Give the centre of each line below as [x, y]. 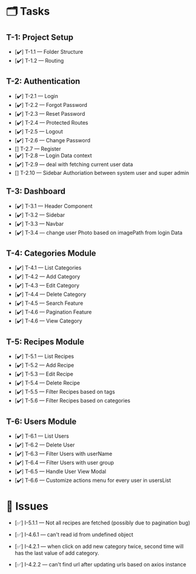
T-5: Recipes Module [45, 342]
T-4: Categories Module [51, 254]
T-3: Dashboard [36, 192]
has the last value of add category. [57, 553]
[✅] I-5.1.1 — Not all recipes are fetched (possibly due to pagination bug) [102, 523]
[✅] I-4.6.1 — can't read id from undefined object [74, 534]
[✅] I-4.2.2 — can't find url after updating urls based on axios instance [100, 564]
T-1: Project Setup [40, 37]
